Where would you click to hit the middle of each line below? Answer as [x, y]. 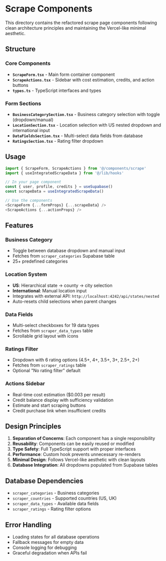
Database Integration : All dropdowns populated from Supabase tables [85, 465]
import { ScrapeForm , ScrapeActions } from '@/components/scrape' [76, 168]
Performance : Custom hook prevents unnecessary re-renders [76, 455]
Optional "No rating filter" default [46, 371]
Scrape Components [49, 9]
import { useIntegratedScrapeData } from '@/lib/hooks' [64, 173]
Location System [26, 274]
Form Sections [23, 103]
